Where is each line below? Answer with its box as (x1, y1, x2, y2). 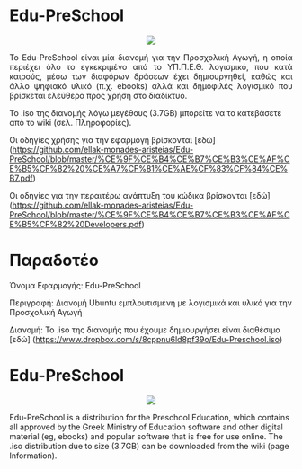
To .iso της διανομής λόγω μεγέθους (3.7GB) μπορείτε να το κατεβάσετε (9, 107, 282, 118)
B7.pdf (9, 173, 33, 183)
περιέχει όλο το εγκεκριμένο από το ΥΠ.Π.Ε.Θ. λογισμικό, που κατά (9, 61, 293, 72)
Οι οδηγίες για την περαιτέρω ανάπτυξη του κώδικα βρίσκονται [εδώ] (9, 190, 271, 200)
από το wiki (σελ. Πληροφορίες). (9, 117, 132, 128)
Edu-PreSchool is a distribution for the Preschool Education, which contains (9, 411, 290, 422)
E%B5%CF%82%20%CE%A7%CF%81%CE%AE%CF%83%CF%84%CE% (9, 163, 289, 173)
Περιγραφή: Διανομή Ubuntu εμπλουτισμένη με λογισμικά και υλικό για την (9, 297, 292, 308)
